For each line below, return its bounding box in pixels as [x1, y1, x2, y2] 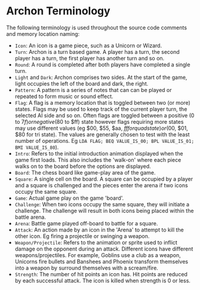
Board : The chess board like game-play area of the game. [14, 169, 156, 176]
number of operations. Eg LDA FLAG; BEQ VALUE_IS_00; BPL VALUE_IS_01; [14, 137, 195, 144]
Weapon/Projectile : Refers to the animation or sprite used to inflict [14, 239, 178, 246]
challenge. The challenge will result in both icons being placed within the [14, 207, 194, 214]
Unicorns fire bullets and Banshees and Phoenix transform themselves [14, 258, 189, 265]
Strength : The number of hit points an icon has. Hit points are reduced [14, 270, 188, 277]
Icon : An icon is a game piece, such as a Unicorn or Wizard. [14, 42, 162, 49]
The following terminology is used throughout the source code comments [6, 24, 187, 31]
